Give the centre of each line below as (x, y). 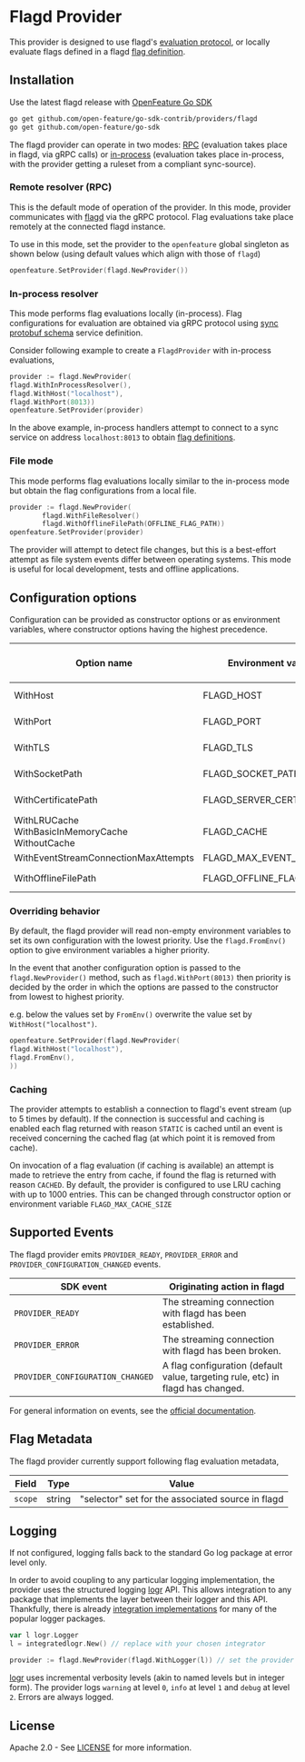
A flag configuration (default (222, 1365)
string (58, 1498)
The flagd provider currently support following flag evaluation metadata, (144, 1461)
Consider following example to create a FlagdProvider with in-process (141, 350)
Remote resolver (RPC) (61, 187)
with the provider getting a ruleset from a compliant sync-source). (133, 164)
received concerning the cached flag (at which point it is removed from (142, 1139)
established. (188, 1324)
